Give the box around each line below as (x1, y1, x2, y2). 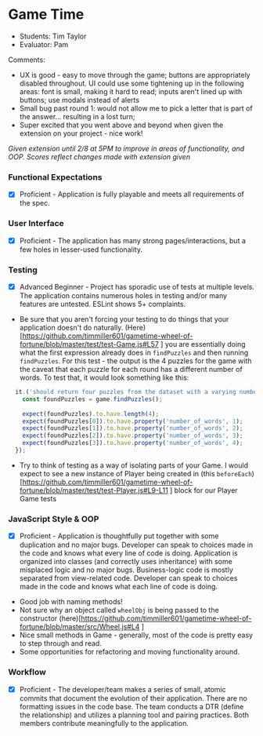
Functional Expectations (8, 171, 103, 182)
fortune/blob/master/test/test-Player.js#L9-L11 (19, 485, 168, 495)
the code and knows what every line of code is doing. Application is (19, 548, 238, 558)
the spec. (19, 199, 50, 208)
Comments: (8, 55, 45, 64)
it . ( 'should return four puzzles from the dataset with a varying (15, 388, 236, 396)
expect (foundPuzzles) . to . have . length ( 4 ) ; (22, 410, 159, 417)
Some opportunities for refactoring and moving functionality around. (19, 647, 240, 657)
